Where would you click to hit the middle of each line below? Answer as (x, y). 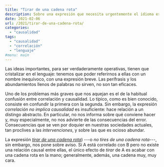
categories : (17, 28)
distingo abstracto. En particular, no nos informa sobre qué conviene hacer (80, 115)
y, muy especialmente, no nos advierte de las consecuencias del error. (76, 120)
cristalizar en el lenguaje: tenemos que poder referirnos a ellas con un (75, 74)
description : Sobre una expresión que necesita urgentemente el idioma (79, 14)
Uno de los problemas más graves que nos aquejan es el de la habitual (76, 94)
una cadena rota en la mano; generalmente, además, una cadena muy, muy (81, 155)
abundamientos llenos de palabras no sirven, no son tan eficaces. (71, 84)
